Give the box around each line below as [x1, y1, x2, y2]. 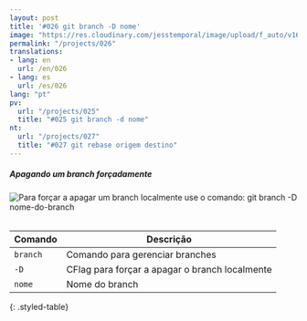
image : [9, 30, 35, 39]
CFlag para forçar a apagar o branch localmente [66, 263, 272, 275]
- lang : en [9, 56, 51, 65]
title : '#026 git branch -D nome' [9, 22, 142, 31]
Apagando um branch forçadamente [9, 169, 153, 180]
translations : [9, 47, 64, 57]
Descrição [145, 233, 192, 245]
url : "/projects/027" [17, 132, 101, 141]
